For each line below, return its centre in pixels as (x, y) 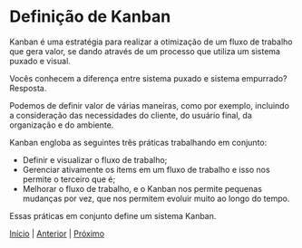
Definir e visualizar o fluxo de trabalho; (95, 159)
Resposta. (28, 88)
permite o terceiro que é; (69, 179)
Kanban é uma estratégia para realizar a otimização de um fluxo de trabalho (151, 42)
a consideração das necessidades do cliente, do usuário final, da (131, 115)
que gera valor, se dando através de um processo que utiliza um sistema (145, 51)
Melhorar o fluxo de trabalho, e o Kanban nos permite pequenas (142, 188)
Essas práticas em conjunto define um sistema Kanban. (113, 215)
